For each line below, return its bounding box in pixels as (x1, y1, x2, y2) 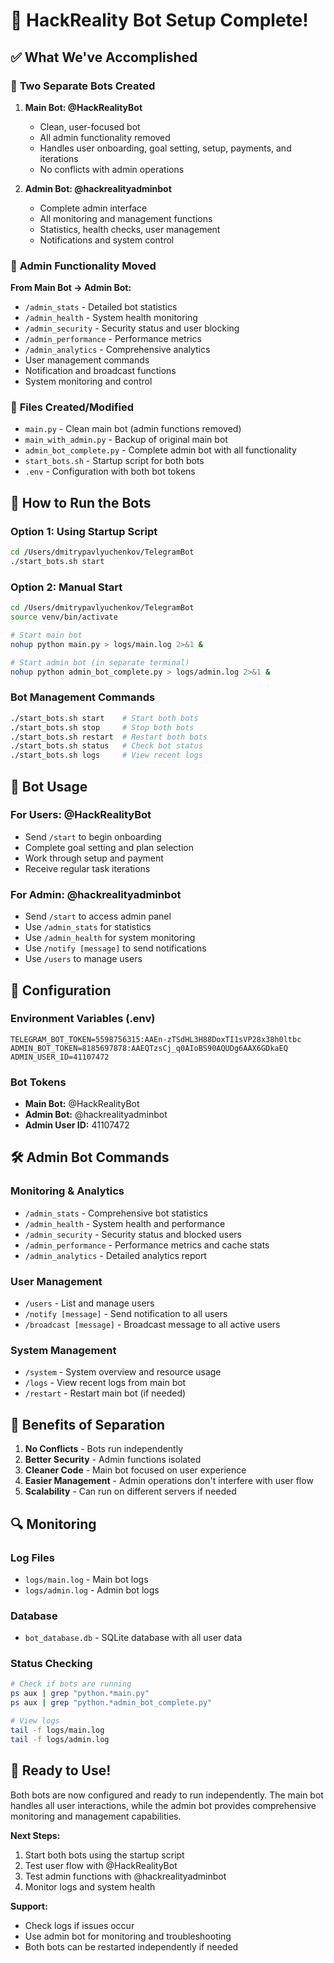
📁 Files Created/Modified (10, 400, 135, 414)
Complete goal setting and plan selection (24, 841, 194, 853)
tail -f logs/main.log (10, 1725, 105, 1735)
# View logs (10, 1716, 60, 1726)
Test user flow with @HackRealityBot (24, 1859, 178, 1871)
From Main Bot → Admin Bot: (10, 282, 132, 294)
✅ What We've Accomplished (10, 49, 198, 66)
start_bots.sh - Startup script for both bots (24, 455, 205, 467)
